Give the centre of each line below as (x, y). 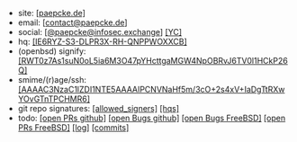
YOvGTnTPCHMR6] (54, 99)
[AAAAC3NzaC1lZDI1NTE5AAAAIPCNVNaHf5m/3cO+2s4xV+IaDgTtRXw (151, 89)
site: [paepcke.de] (51, 13)
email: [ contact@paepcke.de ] (72, 22)
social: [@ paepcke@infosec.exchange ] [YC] (100, 32)
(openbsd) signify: (52, 51)
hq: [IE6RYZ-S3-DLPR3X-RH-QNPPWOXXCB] (102, 41)
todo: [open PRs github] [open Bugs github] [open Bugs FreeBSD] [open (152, 118)
